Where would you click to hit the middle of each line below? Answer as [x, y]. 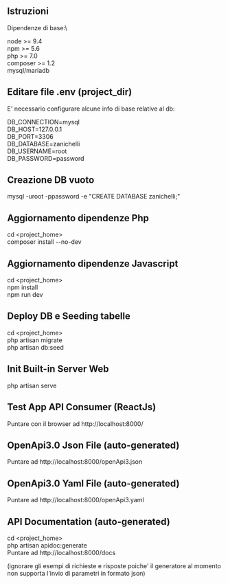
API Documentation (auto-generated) [89, 521]
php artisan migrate [35, 340]
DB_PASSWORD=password [46, 158]
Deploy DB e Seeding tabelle [69, 316]
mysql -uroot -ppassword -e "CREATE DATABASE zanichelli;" [94, 196]
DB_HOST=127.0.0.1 [35, 129]
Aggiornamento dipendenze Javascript [93, 263]
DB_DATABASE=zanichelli [44, 144]
